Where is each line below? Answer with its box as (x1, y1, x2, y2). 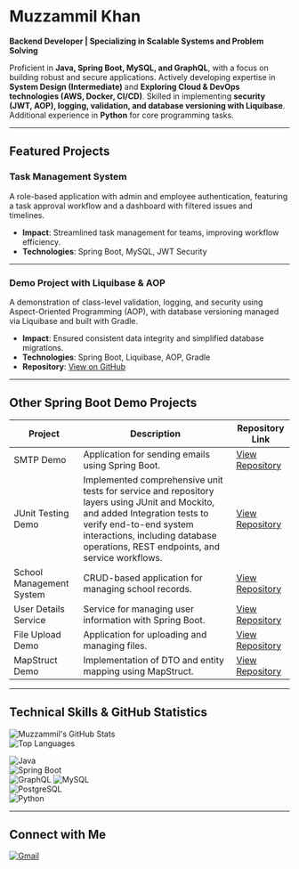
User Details (13, 603, 65, 615)
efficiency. (21, 236, 61, 247)
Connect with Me (9, 826, 107, 842)
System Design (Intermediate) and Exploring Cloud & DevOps (9, 81, 240, 92)
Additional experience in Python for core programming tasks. (9, 110, 234, 120)
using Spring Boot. (83, 459, 161, 471)
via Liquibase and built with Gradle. (9, 315, 139, 326)
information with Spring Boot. (83, 613, 206, 626)
